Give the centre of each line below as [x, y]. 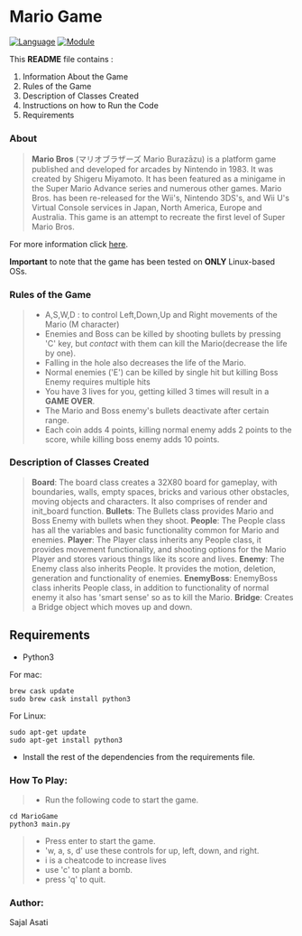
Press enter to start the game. [100, 840]
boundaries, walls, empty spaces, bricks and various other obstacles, [160, 491]
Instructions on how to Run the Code [91, 105]
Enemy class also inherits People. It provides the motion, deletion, [154, 568]
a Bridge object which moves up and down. [112, 607]
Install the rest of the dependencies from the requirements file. [138, 756]
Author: [27, 903]
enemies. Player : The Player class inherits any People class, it [146, 540]
